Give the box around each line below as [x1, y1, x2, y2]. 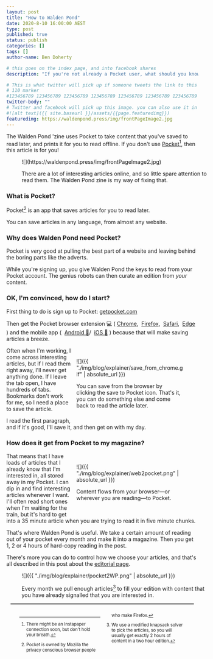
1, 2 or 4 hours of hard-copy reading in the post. [6, 542, 127, 549]
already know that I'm [6, 465, 61, 473]
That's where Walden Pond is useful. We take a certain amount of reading [6, 529, 191, 536]
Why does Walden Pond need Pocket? [6, 234, 121, 242]
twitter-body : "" [6, 99, 51, 105]
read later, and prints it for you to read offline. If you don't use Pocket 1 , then [6, 139, 196, 147]
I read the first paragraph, [6, 417, 71, 424]
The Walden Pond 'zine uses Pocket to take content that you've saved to [6, 132, 189, 140]
